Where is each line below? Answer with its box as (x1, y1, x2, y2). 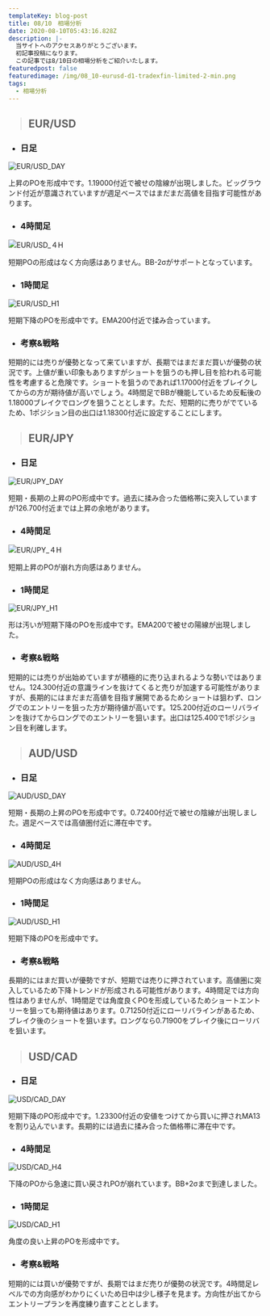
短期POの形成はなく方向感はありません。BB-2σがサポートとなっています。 (8, 258, 257, 267)
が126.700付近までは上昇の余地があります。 (8, 502, 155, 513)
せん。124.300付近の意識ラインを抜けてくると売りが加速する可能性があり (8, 682, 254, 692)
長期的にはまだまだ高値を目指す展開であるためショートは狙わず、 (29, 692, 248, 702)
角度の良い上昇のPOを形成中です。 (8, 1237, 124, 1247)
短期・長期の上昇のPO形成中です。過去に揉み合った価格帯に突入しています (8, 493, 258, 502)
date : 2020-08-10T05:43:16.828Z (8, 27, 117, 35)
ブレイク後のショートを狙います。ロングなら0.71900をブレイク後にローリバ (8, 1015, 260, 1026)
